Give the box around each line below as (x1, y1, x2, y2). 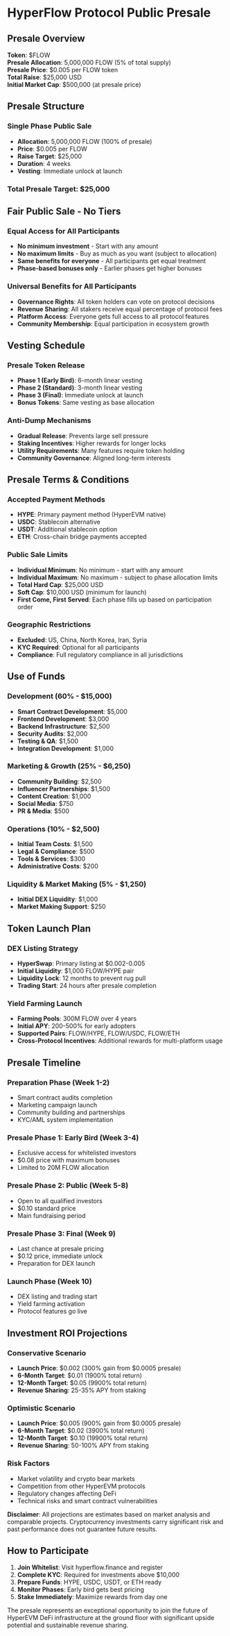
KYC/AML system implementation (17, 1116, 114, 1124)
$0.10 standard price (17, 1204, 76, 1212)
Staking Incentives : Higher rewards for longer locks (17, 439, 166, 447)
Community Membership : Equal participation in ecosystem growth (17, 320, 209, 328)
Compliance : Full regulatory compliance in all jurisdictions (17, 650, 184, 659)
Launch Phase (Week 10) (7, 1276, 92, 1286)
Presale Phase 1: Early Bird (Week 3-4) (7, 1133, 139, 1143)
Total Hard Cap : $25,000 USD (17, 580, 104, 588)
